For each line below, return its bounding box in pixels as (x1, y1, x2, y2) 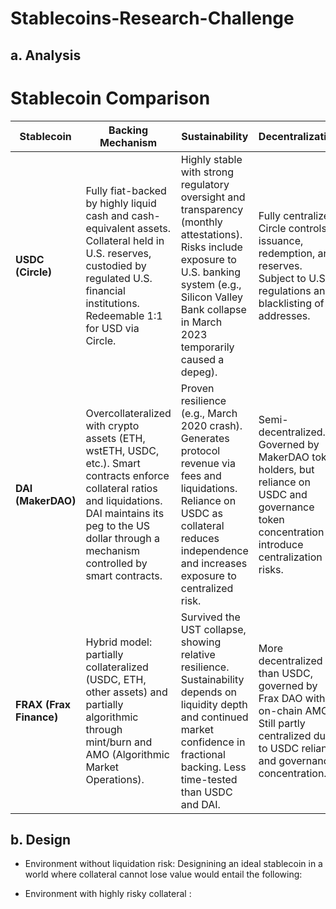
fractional (180, 747, 226, 761)
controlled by (85, 556, 148, 570)
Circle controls (258, 221, 327, 235)
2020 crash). (180, 418, 243, 432)
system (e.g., (180, 277, 242, 291)
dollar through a (85, 531, 160, 545)
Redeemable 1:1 (85, 308, 163, 322)
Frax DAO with (258, 691, 326, 705)
